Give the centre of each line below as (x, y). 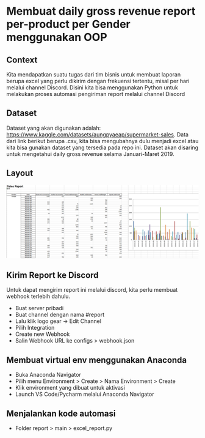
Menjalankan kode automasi (61, 413)
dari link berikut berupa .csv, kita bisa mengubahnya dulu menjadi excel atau (103, 141)
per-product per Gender (69, 24)
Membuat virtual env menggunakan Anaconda (97, 360)
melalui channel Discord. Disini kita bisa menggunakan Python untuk (92, 87)
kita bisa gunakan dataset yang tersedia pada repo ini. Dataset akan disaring (103, 147)
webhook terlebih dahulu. (38, 296)
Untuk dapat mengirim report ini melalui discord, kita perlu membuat (92, 290)
